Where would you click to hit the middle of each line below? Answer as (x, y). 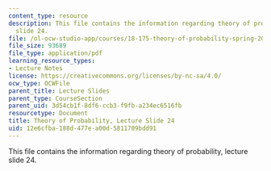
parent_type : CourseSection (56, 98)
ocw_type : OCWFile (39, 83)
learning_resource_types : (52, 61)
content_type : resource (48, 16)
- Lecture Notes (35, 69)
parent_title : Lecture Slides (59, 91)
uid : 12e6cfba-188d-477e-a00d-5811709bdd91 (83, 128)
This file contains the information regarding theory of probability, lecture (128, 151)
